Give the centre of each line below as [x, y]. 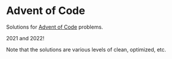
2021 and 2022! [25, 38]
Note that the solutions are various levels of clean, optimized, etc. [86, 49]
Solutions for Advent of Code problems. [55, 27]
